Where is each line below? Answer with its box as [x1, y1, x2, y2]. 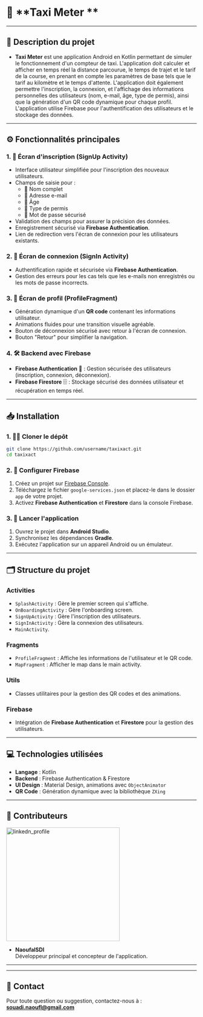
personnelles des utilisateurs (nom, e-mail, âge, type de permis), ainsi [14, 92, 189, 99]
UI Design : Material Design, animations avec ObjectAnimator [14, 781, 167, 789]
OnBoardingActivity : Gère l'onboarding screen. [14, 606, 134, 614]
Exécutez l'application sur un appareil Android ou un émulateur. [14, 541, 173, 548]
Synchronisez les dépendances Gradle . [14, 535, 114, 542]
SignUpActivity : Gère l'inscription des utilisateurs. [14, 613, 141, 620]
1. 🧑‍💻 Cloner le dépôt [6, 432, 68, 441]
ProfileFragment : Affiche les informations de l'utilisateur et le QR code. [14, 655, 193, 662]
